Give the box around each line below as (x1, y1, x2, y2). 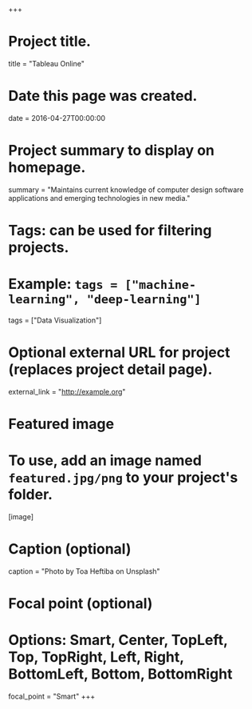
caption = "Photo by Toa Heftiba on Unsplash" (8, 566, 161, 576)
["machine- (124, 278, 197, 293)
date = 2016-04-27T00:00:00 (8, 113, 106, 122)
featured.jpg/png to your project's (8, 469, 238, 487)
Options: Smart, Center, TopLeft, (8, 631, 228, 649)
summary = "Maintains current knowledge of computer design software (8, 185, 244, 194)
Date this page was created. (8, 87, 198, 105)
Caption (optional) (8, 540, 132, 559)
